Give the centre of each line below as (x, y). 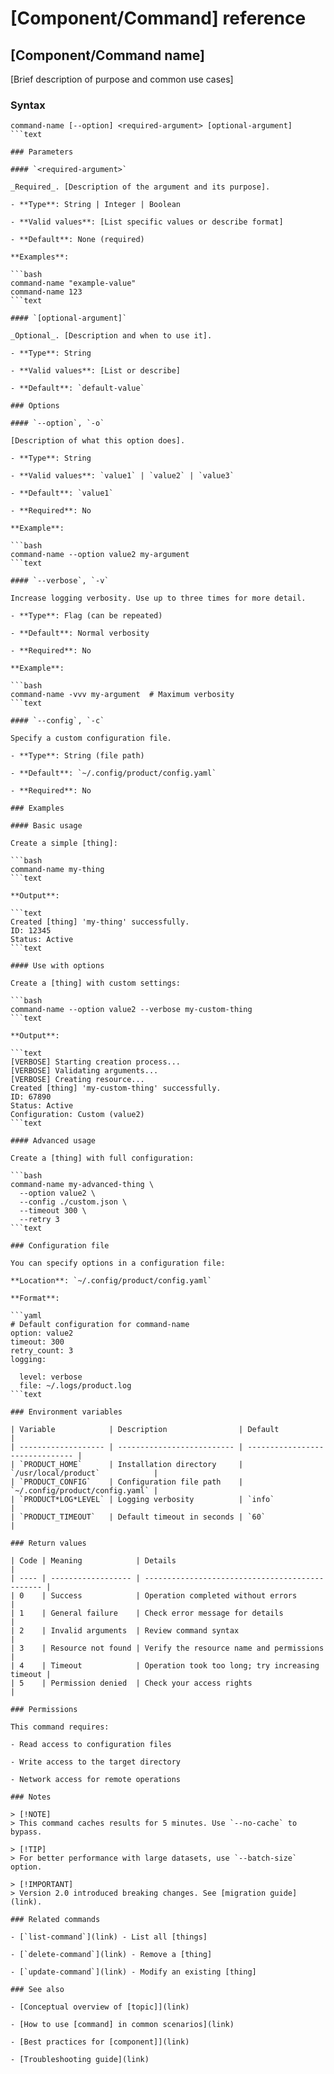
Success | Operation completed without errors (174, 1596)
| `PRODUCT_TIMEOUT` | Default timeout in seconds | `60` (138, 1517)
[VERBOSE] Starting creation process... (96, 1062)
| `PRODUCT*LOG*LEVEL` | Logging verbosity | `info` (142, 1500)
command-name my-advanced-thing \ (82, 1185)
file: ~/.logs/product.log (75, 1386)
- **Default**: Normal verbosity (80, 633)
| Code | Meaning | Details (93, 1561)
